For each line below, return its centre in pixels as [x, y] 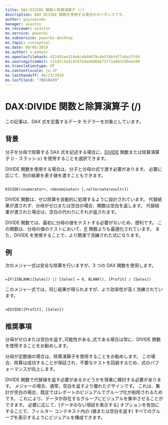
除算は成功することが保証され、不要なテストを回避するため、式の [82, 363]
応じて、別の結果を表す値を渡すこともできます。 [55, 175]
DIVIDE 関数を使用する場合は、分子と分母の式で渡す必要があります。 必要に [84, 169]
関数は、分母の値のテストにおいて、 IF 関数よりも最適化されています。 [82, 229]
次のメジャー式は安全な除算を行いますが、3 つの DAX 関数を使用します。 [81, 265]
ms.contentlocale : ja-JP [31, 71]
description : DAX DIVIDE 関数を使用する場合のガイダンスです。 [65, 15]
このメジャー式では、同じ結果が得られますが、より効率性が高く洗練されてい [84, 290]
